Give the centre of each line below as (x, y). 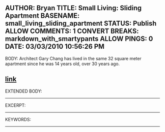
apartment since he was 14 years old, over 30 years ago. (62, 64)
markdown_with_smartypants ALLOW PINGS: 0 (79, 39)
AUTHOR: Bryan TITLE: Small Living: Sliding (73, 8)
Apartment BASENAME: (42, 16)
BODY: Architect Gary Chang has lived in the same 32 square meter (73, 58)
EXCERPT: (15, 105)
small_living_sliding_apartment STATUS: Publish (81, 23)
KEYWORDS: (18, 119)
